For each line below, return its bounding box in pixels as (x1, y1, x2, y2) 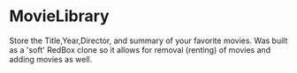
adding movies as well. (9, 54, 93, 64)
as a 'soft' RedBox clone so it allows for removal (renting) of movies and (9, 44, 271, 55)
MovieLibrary (9, 6, 110, 26)
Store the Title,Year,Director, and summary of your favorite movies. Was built (9, 35, 288, 46)
